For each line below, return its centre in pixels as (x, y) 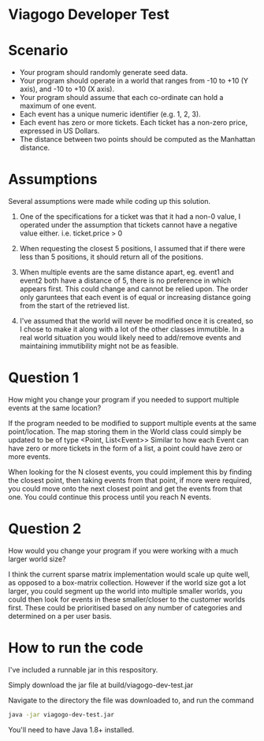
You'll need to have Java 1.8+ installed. (71, 729)
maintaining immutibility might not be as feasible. (99, 346)
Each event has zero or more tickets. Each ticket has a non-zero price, (134, 123)
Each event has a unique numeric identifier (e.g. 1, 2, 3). (110, 114)
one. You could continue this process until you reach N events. (110, 497)
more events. (30, 457)
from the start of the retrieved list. (74, 306)
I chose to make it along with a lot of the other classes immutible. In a (132, 329)
